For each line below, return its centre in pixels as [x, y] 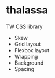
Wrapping [26, 56]
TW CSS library [24, 26]
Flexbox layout [32, 50]
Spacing [24, 69]
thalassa [27, 10]
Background [29, 63]
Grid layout [27, 44]
